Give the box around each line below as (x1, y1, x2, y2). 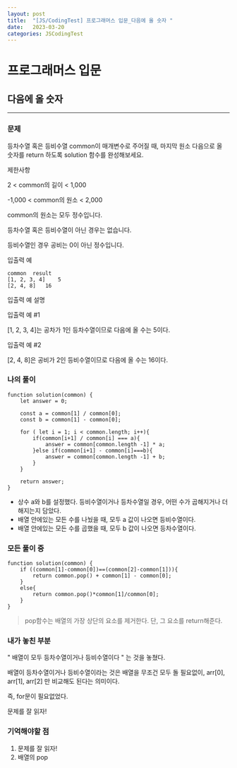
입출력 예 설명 (7, 295, 46, 304)
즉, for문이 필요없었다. (7, 692, 68, 701)
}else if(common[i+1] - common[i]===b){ (32, 447, 153, 454)
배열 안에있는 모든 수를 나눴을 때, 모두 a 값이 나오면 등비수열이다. (17, 515, 196, 523)
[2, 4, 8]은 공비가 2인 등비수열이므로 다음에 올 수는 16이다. (7, 355, 169, 364)
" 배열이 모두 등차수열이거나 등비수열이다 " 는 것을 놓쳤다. (7, 653, 166, 662)
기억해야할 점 (7, 726, 49, 736)
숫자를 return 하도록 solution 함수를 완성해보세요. (7, 150, 144, 159)
